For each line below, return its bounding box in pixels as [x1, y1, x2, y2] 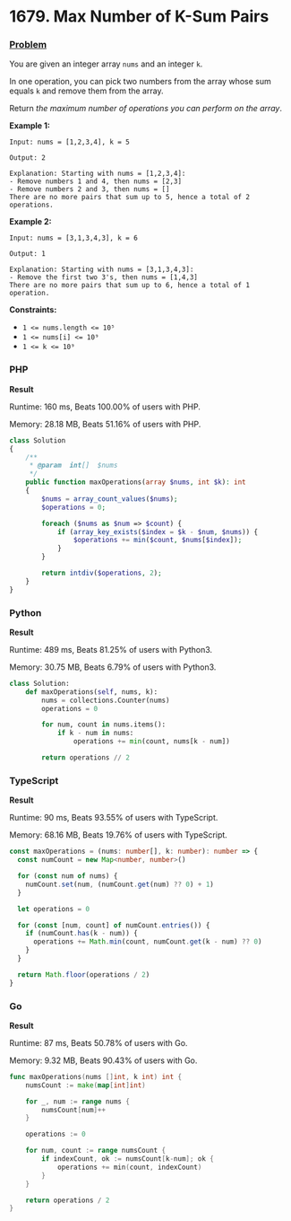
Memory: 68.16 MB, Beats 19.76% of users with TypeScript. [9, 830, 228, 840]
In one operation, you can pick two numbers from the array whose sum [9, 76, 271, 87]
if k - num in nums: [56, 729, 134, 738]
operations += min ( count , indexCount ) [56, 1163, 202, 1172]
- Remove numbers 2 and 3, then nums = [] [9, 185, 170, 194]
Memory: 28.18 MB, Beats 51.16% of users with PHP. [9, 418, 201, 429]
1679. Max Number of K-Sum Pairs [9, 6, 270, 27]
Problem [9, 39, 47, 51]
